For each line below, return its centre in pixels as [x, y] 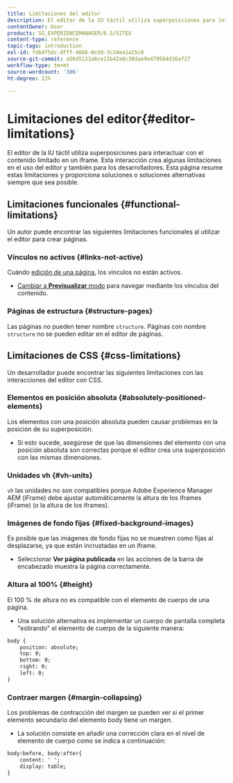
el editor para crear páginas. [48, 239]
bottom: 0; [35, 660]
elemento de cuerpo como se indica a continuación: [92, 741]
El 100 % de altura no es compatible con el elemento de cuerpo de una [108, 599]
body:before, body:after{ [44, 754]
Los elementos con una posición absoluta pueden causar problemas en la [113, 421]
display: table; [43, 766]
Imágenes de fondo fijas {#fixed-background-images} [101, 524]
